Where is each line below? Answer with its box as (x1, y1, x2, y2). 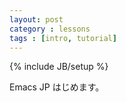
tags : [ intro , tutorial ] (9, 33, 117, 43)
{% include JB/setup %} (9, 61, 109, 73)
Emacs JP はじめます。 (9, 81, 105, 93)
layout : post (9, 14, 64, 25)
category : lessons (9, 24, 91, 34)
